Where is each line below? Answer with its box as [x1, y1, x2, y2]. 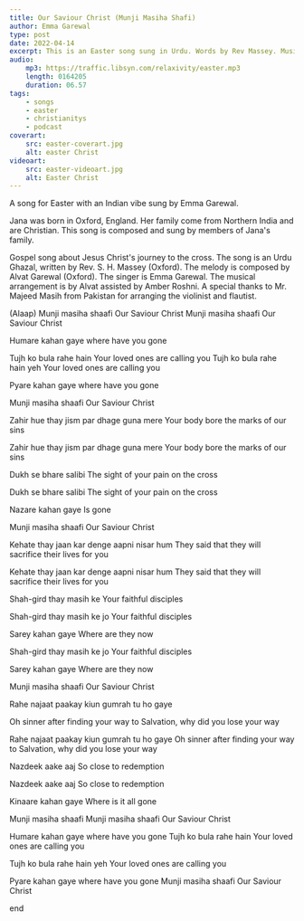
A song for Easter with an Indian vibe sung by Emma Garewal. [9, 198, 240, 209]
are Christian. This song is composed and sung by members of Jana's [9, 225, 271, 236]
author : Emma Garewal [9, 22, 91, 31]
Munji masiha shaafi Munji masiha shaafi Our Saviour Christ [9, 813, 231, 824]
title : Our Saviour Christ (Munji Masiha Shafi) [9, 13, 196, 23]
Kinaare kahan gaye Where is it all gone [9, 796, 157, 807]
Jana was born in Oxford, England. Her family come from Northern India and [9, 215, 294, 226]
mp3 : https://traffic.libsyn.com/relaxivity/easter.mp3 [25, 64, 242, 73]
